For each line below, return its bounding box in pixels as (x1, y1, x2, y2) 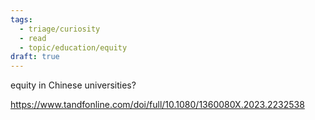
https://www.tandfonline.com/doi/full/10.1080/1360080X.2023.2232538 (10, 99, 305, 111)
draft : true (10, 52, 60, 62)
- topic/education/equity (19, 42, 128, 53)
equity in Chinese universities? (10, 79, 137, 91)
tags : (10, 14, 33, 25)
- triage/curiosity (19, 24, 101, 34)
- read (19, 33, 47, 43)
